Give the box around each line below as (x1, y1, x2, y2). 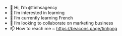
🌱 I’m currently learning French (9, 15, 73, 20)
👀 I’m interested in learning (9, 10, 65, 16)
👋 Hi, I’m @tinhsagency (9, 5, 58, 10)
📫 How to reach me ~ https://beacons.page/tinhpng (9, 26, 118, 31)
